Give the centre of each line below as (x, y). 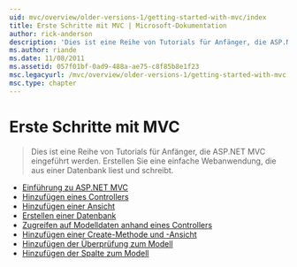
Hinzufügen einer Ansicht (69, 206)
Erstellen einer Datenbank (69, 215)
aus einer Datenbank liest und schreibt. (102, 170)
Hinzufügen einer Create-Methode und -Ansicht (109, 234)
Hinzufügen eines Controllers (76, 196)
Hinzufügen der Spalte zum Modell (85, 253)
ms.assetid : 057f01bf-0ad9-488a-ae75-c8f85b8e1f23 (104, 67)
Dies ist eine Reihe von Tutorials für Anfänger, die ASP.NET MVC (148, 151)
